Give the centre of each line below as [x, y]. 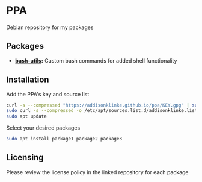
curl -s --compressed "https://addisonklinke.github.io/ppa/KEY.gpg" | [98, 105]
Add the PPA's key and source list [48, 94]
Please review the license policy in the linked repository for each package [97, 172]
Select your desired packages [43, 128]
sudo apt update [26, 116]
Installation [28, 80]
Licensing [25, 158]
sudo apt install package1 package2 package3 [64, 139]
